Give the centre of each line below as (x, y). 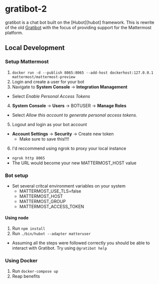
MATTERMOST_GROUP (43, 201)
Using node (17, 218)
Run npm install (29, 228)
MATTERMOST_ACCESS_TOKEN (52, 206)
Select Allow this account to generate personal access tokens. (74, 115)
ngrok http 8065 (28, 158)
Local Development (35, 48)
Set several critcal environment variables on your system (69, 186)
